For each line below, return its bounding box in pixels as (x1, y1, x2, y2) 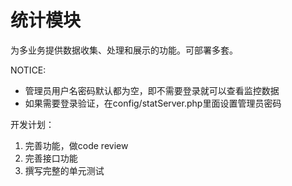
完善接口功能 (24, 152, 78, 164)
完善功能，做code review (24, 139, 129, 151)
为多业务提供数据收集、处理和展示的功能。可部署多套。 (10, 44, 238, 56)
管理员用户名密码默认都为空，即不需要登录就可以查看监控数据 (24, 84, 280, 96)
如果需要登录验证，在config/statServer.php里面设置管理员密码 (24, 97, 282, 109)
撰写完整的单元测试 (24, 164, 105, 176)
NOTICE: (10, 64, 47, 76)
